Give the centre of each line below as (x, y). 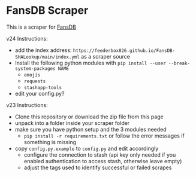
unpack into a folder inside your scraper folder (72, 123)
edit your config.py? (40, 93)
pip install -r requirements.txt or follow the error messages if (104, 136)
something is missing (50, 142)
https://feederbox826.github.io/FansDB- (124, 51)
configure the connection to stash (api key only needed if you (100, 155)
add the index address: (43, 50)
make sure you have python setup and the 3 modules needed (91, 129)
